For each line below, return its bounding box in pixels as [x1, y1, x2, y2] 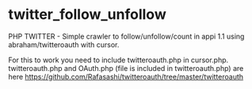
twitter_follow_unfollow [8, 6, 166, 24]
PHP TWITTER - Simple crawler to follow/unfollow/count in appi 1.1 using [8, 32, 245, 41]
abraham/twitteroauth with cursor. [8, 39, 120, 49]
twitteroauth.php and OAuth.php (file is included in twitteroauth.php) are [8, 63, 244, 72]
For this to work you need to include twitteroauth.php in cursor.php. [8, 55, 229, 65]
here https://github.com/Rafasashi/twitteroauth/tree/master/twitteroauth [8, 72, 244, 81]
